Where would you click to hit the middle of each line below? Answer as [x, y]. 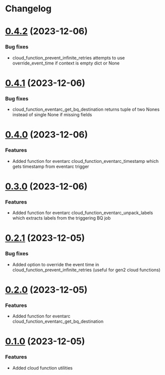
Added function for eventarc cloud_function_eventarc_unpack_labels [82, 213]
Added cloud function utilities [42, 368]
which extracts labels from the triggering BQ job [61, 218]
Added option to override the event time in [56, 264]
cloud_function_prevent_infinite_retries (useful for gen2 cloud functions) [86, 270]
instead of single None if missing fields [52, 115]
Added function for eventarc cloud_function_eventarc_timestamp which [85, 161]
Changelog [28, 9]
